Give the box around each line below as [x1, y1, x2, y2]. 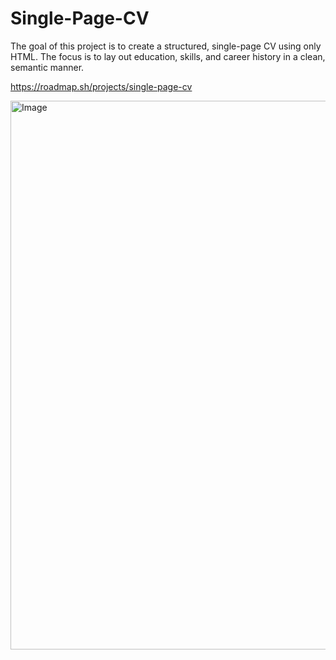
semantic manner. [10, 61, 85, 73]
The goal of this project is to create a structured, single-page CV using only [10, 40, 322, 52]
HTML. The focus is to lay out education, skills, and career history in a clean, [10, 50, 326, 62]
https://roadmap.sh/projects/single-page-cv [10, 80, 193, 92]
